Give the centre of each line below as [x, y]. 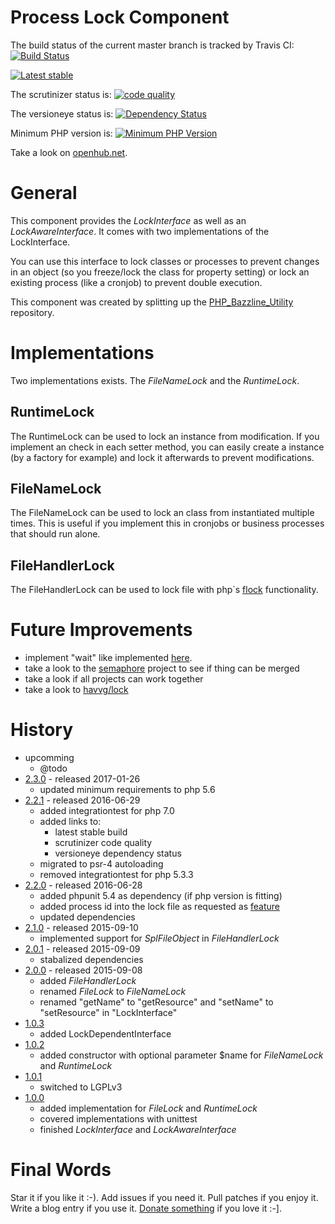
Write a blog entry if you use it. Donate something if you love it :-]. [146, 1208]
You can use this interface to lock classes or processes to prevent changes [165, 261]
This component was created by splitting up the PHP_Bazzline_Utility [152, 302]
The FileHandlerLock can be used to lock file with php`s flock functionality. [164, 590]
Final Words [61, 1170]
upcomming [49, 758]
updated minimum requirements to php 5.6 [127, 790]
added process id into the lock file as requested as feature [160, 907]
